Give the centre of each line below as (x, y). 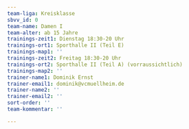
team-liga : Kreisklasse (41, 13)
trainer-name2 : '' (33, 90)
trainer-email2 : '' (35, 97)
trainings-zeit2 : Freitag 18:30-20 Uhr (64, 58)
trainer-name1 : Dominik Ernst (51, 77)
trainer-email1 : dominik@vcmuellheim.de (66, 84)
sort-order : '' (29, 103)
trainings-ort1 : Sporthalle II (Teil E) (66, 45)
